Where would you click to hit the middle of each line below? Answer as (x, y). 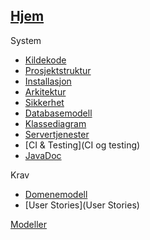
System (26, 40)
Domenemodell (56, 194)
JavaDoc (43, 155)
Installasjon (48, 81)
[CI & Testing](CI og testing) (82, 145)
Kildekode (45, 60)
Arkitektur (45, 91)
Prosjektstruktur (58, 70)
